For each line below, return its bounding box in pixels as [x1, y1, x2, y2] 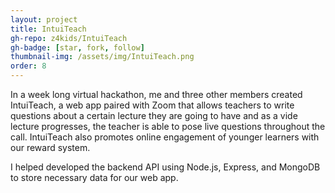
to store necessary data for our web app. [10, 172, 179, 183]
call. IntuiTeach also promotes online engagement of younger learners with [10, 131, 320, 143]
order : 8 [10, 61, 47, 71]
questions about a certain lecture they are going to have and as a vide [10, 110, 298, 121]
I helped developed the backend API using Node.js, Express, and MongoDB [10, 161, 321, 173]
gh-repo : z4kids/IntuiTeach [10, 33, 128, 43]
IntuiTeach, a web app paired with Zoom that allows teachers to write [10, 99, 295, 111]
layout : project [10, 14, 78, 25]
